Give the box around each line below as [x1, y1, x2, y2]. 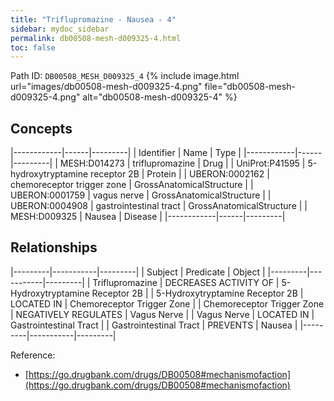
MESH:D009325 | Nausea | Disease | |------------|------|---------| [10, 211, 286, 223]
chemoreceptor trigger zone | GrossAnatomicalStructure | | [10, 179, 254, 191]
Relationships [10, 239, 98, 256]
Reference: [10, 349, 56, 361]
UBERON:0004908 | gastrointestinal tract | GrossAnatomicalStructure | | [10, 200, 308, 212]
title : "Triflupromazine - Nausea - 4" [10, 14, 177, 25]
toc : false [10, 42, 56, 53]
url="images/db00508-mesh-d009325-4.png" [10, 81, 203, 93]
